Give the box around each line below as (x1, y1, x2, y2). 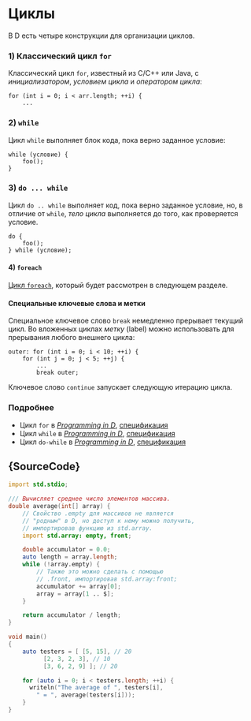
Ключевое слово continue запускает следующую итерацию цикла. (8, 383, 233, 392)
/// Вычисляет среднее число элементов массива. (8, 495, 171, 503)
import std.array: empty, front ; (22, 532, 132, 540)
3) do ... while (8, 182, 68, 193)
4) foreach (8, 263, 42, 272)
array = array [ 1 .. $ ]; (36, 589, 114, 598)
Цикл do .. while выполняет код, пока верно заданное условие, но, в (8, 200, 243, 210)
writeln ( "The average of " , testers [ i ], (28, 684, 164, 692)
